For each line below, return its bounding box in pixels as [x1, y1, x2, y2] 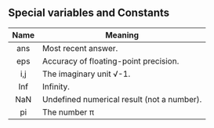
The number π [42, 106, 95, 117]
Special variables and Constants [8, 6, 170, 20]
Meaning [105, 29, 140, 40]
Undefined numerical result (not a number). [42, 93, 202, 104]
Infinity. [42, 81, 71, 92]
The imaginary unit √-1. [42, 68, 131, 79]
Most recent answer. [42, 42, 118, 53]
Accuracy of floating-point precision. [42, 55, 180, 66]
